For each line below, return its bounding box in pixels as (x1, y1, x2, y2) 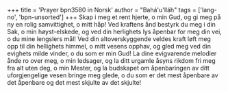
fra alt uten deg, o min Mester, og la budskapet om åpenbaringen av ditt (7, 64, 210, 72)
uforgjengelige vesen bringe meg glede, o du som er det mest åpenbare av (7, 71, 218, 79)
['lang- (197, 6, 217, 14)
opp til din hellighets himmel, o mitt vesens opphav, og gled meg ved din (7, 42, 211, 50)
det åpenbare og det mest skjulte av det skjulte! (7, 79, 142, 86)
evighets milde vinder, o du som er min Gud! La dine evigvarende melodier (7, 49, 217, 57)
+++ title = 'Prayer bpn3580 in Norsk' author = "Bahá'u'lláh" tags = (7, 6, 197, 14)
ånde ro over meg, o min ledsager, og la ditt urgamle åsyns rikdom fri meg (7, 57, 216, 64)
